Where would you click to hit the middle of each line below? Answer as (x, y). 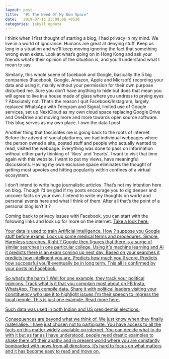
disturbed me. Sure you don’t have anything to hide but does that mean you (83, 91)
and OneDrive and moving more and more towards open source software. (81, 117)
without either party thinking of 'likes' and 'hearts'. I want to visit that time (81, 154)
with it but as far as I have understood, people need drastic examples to (79, 335)
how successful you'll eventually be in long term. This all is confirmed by (80, 263)
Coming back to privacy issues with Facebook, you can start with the (77, 216)
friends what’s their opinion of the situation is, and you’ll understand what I (82, 60)
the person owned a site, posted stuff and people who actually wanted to (81, 143)
